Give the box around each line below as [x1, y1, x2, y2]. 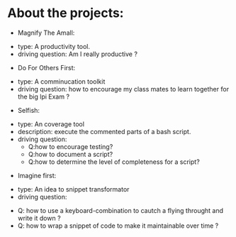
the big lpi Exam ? [17, 92, 69, 101]
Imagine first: [17, 171, 57, 180]
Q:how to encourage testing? [28, 142, 113, 150]
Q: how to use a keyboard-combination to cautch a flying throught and [17, 206, 224, 214]
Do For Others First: [17, 63, 76, 72]
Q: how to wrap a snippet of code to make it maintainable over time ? [17, 221, 219, 230]
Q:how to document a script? [28, 150, 113, 158]
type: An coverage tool [17, 119, 85, 128]
